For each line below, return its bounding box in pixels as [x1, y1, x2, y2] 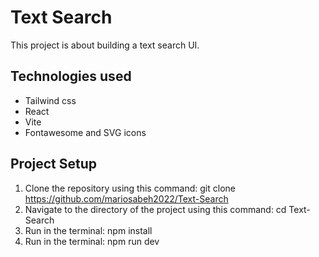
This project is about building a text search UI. [10, 39, 200, 51]
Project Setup [10, 156, 98, 173]
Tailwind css [24, 94, 77, 106]
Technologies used [10, 68, 132, 85]
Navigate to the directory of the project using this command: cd [24, 203, 287, 215]
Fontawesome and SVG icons [24, 126, 147, 138]
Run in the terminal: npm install [24, 224, 153, 236]
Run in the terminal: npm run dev [24, 235, 160, 247]
